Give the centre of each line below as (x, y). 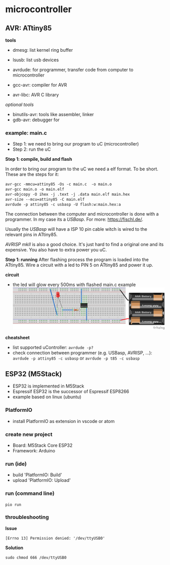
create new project (29, 434)
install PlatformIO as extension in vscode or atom (63, 421)
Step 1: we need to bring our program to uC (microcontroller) (76, 144)
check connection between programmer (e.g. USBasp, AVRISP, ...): (82, 352)
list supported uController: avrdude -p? (53, 347)
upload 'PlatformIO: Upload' (41, 480)
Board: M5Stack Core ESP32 (42, 445)
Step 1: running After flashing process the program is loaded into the (77, 260)
